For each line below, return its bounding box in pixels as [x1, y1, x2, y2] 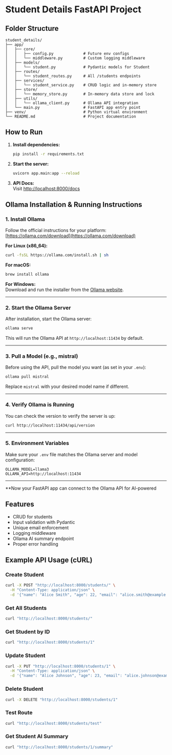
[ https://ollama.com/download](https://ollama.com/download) [5, 233, 136, 239]
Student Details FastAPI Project [5, 4, 142, 15]
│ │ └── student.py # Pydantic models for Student [5, 65, 150, 70]
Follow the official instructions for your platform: [5, 227, 106, 234]
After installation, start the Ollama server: [5, 316, 92, 322]
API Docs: [12, 180, 35, 186]
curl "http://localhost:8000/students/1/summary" [5, 744, 114, 750]
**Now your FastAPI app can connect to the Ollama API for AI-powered [5, 485, 157, 491]
